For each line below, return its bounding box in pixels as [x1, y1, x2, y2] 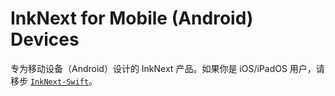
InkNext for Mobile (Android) [10, 7, 254, 30]
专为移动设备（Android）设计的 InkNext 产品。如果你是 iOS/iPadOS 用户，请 [10, 62, 325, 74]
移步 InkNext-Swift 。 [10, 75, 98, 87]
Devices [10, 28, 80, 51]
